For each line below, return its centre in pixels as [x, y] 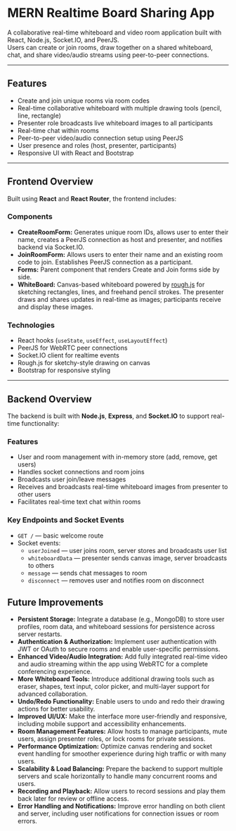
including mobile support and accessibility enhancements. [102, 724]
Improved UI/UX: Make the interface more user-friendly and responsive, [122, 716]
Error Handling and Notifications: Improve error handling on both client [121, 806]
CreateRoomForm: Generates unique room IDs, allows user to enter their [123, 232]
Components [30, 217]
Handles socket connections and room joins [81, 472]
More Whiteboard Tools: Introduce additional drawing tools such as [116, 679]
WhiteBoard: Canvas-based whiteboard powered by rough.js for [111, 284]
